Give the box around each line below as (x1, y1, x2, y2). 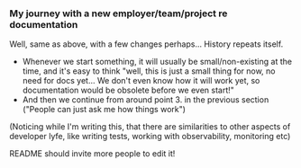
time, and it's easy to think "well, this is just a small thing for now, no (22, 66, 277, 76)
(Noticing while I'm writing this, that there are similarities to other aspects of (9, 121, 291, 132)
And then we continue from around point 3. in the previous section (22, 94, 269, 105)
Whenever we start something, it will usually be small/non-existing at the (22, 57, 293, 67)
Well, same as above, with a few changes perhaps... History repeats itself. (9, 39, 284, 49)
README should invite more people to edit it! (9, 148, 176, 159)
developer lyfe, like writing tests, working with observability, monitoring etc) (9, 131, 291, 142)
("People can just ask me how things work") (22, 104, 187, 115)
